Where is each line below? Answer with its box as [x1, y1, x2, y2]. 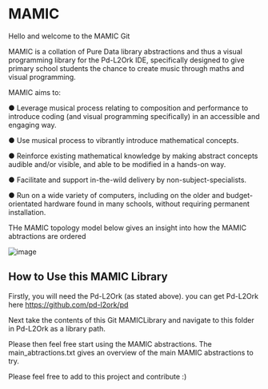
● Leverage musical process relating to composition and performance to [8, 103, 249, 113]
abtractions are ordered [8, 231, 86, 240]
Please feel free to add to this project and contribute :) [8, 371, 187, 381]
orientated [8, 199, 42, 208]
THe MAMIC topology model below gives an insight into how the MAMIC [8, 223, 246, 232]
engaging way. [8, 120, 58, 129]
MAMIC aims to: [8, 87, 62, 97]
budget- [226, 190, 254, 200]
